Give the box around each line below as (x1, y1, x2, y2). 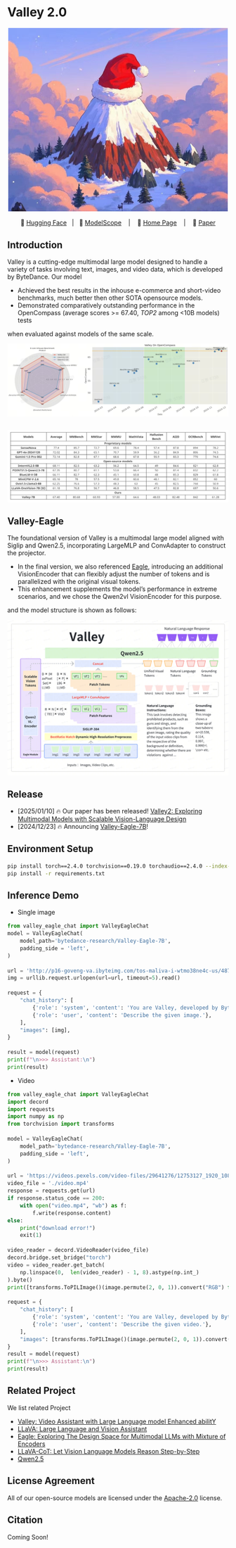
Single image (17, 908, 55, 917)
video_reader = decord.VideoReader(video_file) (7, 1247, 150, 1254)
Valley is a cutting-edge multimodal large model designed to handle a (7, 258, 208, 266)
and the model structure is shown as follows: (7, 606, 137, 614)
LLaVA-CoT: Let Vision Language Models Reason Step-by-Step (17, 1447, 200, 1455)
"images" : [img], (20, 1027, 71, 1034)
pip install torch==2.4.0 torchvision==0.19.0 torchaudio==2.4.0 (7, 863, 202, 870)
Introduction (7, 239, 63, 250)
